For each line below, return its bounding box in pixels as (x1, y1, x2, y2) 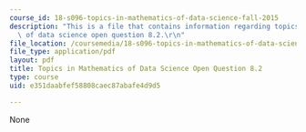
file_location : (9, 38, 67, 48)
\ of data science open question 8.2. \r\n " (17, 30, 185, 39)
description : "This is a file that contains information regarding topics (9, 22, 300, 31)
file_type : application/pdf (9, 47, 117, 56)
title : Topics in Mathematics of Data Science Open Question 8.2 (9, 65, 262, 74)
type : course (9, 73, 59, 82)
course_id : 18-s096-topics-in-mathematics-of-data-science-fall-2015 (9, 13, 280, 23)
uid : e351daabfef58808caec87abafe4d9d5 (9, 81, 161, 90)
